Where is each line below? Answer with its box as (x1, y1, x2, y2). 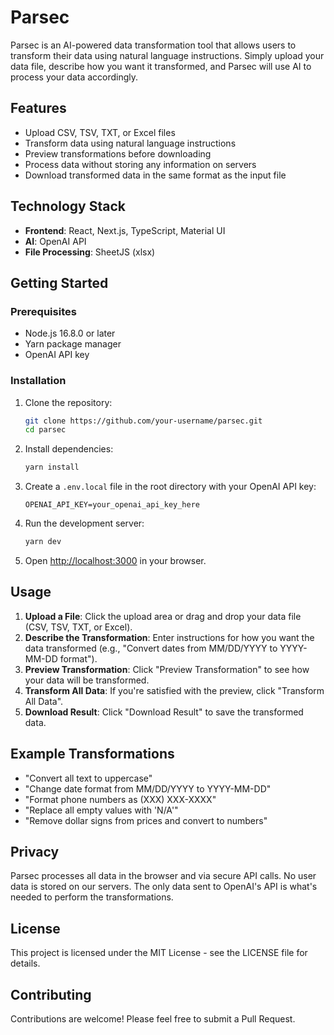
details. (10, 957, 41, 970)
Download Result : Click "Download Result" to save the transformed (24, 706, 304, 718)
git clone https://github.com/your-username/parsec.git (24, 416, 263, 426)
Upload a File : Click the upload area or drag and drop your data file (24, 610, 302, 622)
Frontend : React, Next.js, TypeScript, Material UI (24, 224, 226, 236)
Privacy (10, 844, 60, 861)
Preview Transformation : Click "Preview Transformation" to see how (24, 663, 310, 675)
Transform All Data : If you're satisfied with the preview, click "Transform (24, 684, 325, 696)
